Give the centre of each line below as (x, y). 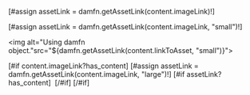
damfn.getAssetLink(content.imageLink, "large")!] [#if (97, 74)
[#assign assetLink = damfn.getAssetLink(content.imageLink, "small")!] (125, 27)
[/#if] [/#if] (72, 83)
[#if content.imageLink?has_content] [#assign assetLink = (104, 66)
